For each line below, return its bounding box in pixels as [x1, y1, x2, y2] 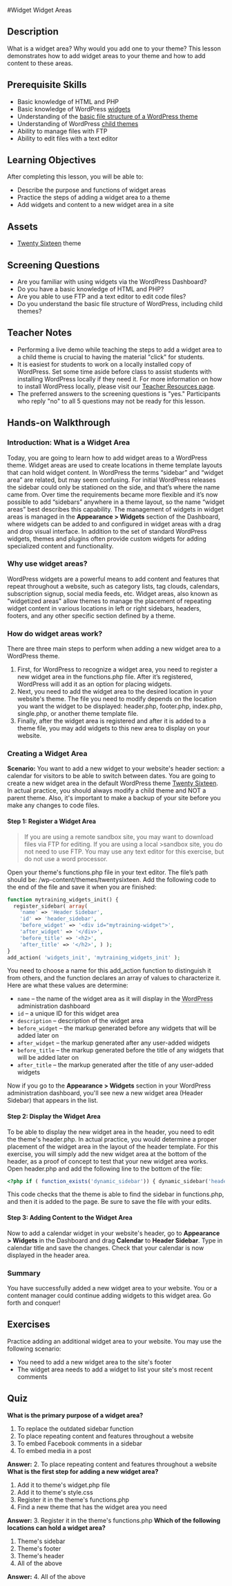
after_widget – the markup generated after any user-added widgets [17, 1038, 211, 1047]
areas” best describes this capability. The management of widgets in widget [7, 505, 224, 513]
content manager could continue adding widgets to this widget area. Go [7, 1291, 212, 1299]
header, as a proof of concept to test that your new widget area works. [7, 1157, 209, 1165]
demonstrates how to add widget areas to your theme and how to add [7, 51, 206, 60]
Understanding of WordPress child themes [17, 119, 139, 127]
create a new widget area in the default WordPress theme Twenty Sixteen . [7, 779, 219, 788]
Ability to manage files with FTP [17, 127, 108, 135]
